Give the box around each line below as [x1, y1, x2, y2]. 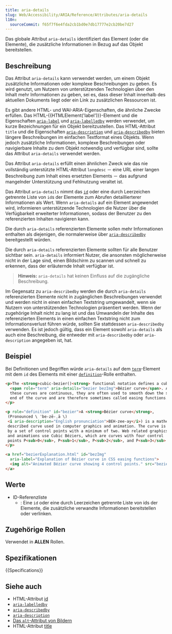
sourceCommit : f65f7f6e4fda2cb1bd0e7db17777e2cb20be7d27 [10, 22, 134, 27]
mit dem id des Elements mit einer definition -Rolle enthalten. [5, 371, 137, 377]
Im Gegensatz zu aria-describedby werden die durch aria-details [5, 288, 146, 295]
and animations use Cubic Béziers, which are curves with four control [7, 433, 164, 438]
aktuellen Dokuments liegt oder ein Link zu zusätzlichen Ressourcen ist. [5, 97, 157, 103]
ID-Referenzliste [12, 494, 47, 500]
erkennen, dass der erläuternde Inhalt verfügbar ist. [5, 263, 115, 269]
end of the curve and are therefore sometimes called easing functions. [10, 395, 168, 400]
